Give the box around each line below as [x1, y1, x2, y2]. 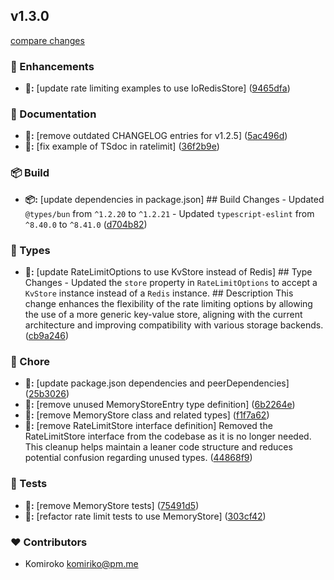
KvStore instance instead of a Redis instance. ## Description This [24, 287, 294, 299]
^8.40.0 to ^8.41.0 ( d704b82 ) [24, 218, 148, 230]
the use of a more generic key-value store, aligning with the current [24, 309, 303, 320]
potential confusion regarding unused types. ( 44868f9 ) [24, 452, 253, 464]
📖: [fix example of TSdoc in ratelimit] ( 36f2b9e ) [24, 140, 220, 153]
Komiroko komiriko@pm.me [24, 557, 139, 569]
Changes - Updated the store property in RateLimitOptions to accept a [24, 277, 318, 288]
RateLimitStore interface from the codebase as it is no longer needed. [24, 430, 312, 443]
